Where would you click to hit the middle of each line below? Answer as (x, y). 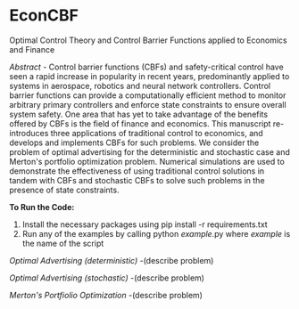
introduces (29, 133)
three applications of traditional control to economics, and (157, 133)
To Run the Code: (42, 207)
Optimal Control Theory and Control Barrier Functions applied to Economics (148, 40)
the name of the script (63, 243)
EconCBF (44, 16)
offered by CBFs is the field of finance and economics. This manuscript (140, 123)
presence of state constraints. (64, 190)
